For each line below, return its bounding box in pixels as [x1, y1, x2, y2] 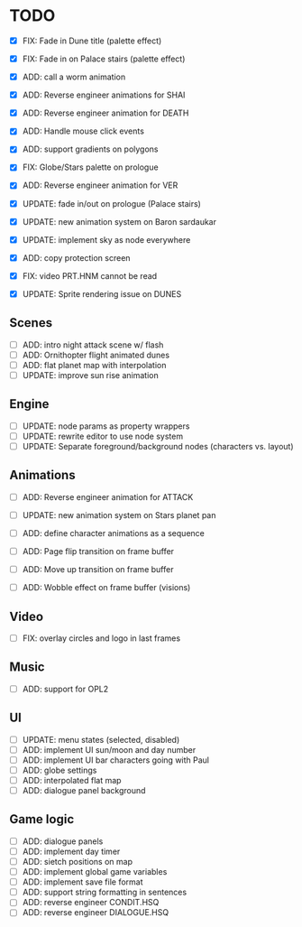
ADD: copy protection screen [22, 252, 131, 263]
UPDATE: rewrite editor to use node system [22, 431, 183, 441]
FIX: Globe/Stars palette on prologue [22, 162, 160, 172]
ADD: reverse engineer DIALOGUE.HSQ [22, 907, 169, 918]
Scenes [9, 315, 52, 330]
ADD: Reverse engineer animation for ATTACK [22, 491, 194, 502]
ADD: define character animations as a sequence [22, 527, 205, 538]
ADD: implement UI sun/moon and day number [22, 744, 197, 755]
